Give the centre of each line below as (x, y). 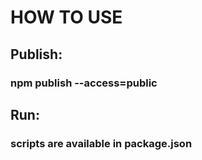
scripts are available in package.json (101, 143)
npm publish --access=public (84, 83)
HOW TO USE (66, 17)
